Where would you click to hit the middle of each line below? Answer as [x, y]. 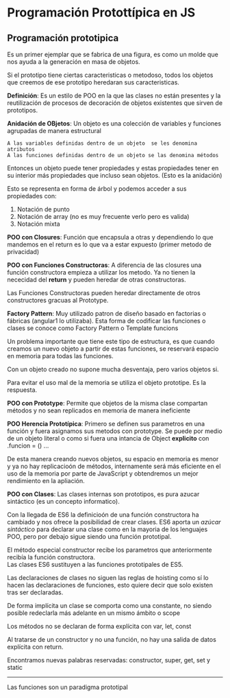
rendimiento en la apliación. [46, 481]
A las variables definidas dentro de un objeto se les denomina [102, 143]
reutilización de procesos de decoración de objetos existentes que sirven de [115, 103]
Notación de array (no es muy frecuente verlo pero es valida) [103, 217]
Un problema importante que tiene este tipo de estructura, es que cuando [111, 341]
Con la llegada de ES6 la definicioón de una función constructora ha [103, 515]
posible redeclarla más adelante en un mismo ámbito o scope [93, 613]
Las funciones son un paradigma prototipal [67, 687]
